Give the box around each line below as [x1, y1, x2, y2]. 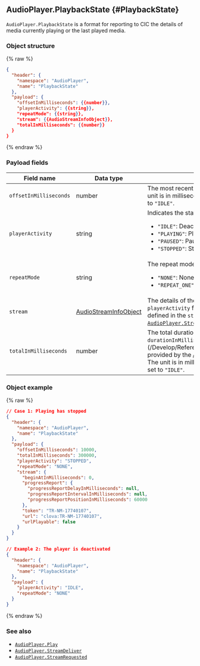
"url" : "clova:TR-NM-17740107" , [21, 513, 102, 519]
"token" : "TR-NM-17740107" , [21, 508, 92, 514]
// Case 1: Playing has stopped [6, 409, 86, 414]
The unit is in [147, 358, 183, 366]
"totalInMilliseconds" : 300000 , [17, 453, 97, 458]
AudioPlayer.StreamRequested [14, 654, 87, 660]
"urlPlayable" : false [21, 519, 76, 525]
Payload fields [6, 159, 49, 167]
